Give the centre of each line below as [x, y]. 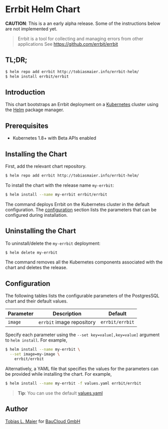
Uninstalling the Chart [41, 231]
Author [16, 409]
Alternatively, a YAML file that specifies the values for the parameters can [82, 369]
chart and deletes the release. [36, 268]
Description [67, 314]
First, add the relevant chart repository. [46, 166]
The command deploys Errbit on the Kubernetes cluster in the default [77, 204]
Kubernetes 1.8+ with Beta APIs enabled [54, 138]
